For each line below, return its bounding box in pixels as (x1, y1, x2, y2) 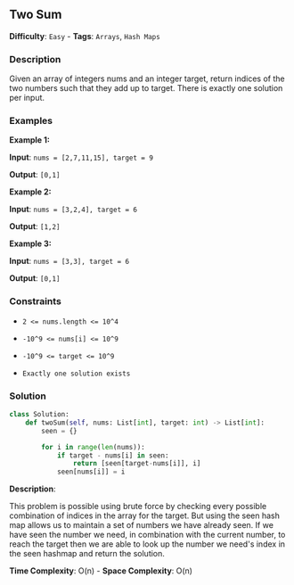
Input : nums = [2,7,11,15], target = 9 (9, 152, 154, 163)
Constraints (9, 295, 62, 308)
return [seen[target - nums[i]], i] (72, 459, 201, 468)
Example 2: (9, 186, 52, 197)
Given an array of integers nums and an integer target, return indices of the (9, 73, 285, 84)
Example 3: (9, 238, 52, 249)
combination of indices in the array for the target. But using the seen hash (9, 510, 281, 521)
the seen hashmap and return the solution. (9, 548, 165, 559)
